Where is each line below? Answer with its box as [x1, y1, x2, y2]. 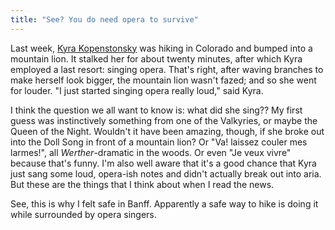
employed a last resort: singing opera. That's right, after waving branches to [10, 63, 324, 75]
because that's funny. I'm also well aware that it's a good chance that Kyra [10, 157, 317, 169]
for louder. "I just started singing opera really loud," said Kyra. [10, 84, 264, 96]
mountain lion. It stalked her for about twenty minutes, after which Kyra [10, 52, 303, 65]
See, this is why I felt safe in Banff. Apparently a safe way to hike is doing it [10, 197, 319, 210]
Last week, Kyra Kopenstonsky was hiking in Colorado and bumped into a [10, 42, 313, 54]
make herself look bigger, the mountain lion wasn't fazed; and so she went [10, 74, 317, 86]
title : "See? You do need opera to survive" [10, 14, 199, 25]
